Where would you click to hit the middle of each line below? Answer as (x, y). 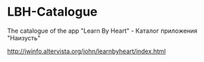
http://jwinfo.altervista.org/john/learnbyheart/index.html (86, 51)
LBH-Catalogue (53, 12)
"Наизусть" (24, 37)
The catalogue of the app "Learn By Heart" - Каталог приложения (102, 31)
